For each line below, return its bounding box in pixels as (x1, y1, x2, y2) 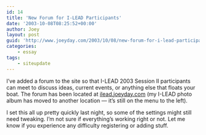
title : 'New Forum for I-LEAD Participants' (6, 15, 122, 21)
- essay (17, 49, 37, 55)
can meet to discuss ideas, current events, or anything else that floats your (6, 83, 196, 91)
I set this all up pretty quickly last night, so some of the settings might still (6, 109, 192, 116)
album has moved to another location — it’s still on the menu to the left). (6, 96, 188, 104)
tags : (6, 55, 20, 61)
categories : (6, 44, 37, 50)
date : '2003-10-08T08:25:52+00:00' (6, 20, 97, 26)
